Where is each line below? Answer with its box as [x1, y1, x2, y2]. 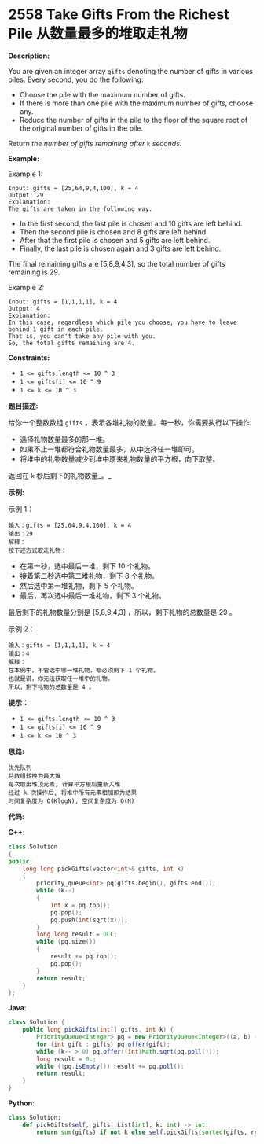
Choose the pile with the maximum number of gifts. [19, 90, 186, 99]
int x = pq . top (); [49, 901, 111, 909]
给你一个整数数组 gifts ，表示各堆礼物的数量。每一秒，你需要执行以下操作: [8, 418, 252, 427]
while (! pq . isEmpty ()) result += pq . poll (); [36, 1062, 185, 1070]
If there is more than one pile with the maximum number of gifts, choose [19, 98, 254, 108]
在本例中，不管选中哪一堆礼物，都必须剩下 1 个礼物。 [8, 666, 159, 674]
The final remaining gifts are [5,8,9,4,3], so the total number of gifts [8, 259, 225, 268]
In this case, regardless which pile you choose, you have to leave [8, 318, 237, 326]
